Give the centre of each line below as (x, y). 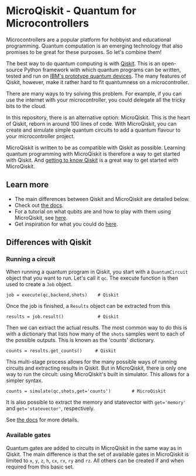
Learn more (27, 185)
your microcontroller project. (40, 136)
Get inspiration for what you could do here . (66, 224)
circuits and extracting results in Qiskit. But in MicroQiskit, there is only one (97, 368)
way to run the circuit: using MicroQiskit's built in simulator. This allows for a (98, 374)
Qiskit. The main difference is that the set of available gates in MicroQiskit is (97, 454)
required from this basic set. (40, 467)
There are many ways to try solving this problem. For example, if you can (94, 93)
